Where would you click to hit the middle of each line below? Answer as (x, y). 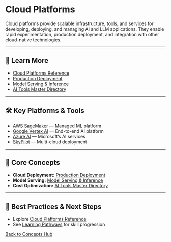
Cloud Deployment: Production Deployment (59, 175)
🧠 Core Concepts (33, 163)
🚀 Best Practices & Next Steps (53, 207)
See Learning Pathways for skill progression (59, 224)
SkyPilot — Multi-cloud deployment (50, 142)
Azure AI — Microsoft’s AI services (49, 136)
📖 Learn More (27, 60)
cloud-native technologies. (33, 40)
